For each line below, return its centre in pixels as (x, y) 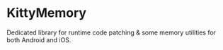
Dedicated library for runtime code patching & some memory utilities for (111, 32)
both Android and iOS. (39, 39)
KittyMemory (46, 13)
